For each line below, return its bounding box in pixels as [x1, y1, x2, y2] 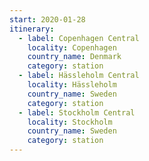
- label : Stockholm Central [18, 107, 136, 118]
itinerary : [9, 24, 55, 34]
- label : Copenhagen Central [18, 33, 140, 43]
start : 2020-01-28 [9, 14, 86, 25]
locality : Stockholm [27, 117, 113, 127]
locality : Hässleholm [27, 80, 117, 90]
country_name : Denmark [27, 52, 122, 62]
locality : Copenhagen [27, 42, 117, 53]
